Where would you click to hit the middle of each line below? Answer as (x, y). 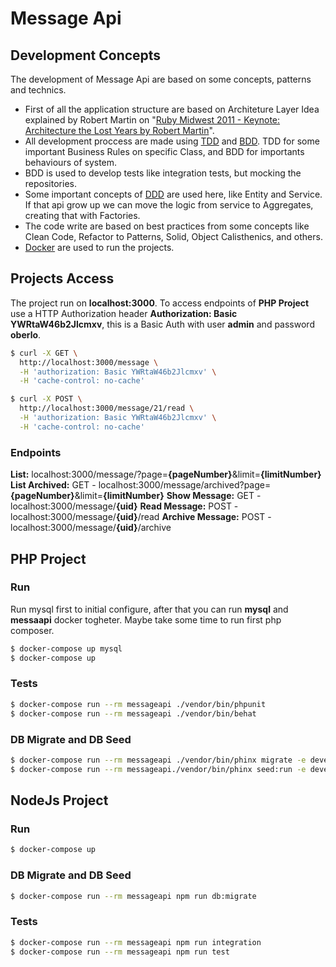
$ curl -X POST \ (46, 399)
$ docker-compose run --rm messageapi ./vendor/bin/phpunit (138, 704)
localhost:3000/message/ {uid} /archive (91, 528)
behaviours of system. (71, 162)
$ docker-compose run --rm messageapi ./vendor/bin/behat (133, 713)
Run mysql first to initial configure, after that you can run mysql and (149, 609)
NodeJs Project (59, 800)
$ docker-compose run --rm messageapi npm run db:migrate (133, 896)
